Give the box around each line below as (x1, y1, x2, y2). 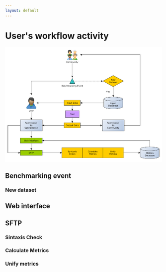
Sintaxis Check (5, 234, 43, 241)
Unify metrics (5, 261, 39, 268)
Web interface (5, 202, 51, 210)
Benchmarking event (5, 171, 71, 180)
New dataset (5, 186, 37, 193)
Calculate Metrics (5, 247, 49, 254)
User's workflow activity (5, 30, 109, 41)
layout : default (5, 8, 39, 13)
